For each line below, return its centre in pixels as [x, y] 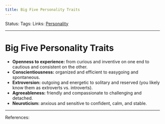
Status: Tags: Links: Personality [37, 24]
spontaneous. [26, 77]
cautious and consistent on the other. [50, 67]
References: [17, 117]
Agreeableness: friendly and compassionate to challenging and [77, 93]
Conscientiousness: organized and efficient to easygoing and [75, 72]
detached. [23, 98]
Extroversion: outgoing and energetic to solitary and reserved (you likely [86, 82]
